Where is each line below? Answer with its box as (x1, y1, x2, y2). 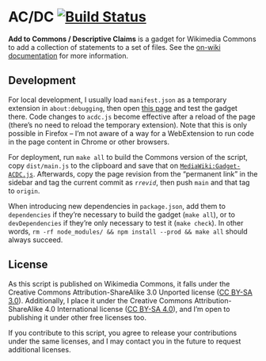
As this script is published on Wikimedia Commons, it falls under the (8, 279, 230, 288)
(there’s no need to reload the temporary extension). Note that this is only (8, 120, 248, 130)
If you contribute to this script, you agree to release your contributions (8, 328, 237, 337)
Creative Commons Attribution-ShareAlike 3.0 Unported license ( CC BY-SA (8, 287, 253, 297)
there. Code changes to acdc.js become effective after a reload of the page (8, 112, 256, 121)
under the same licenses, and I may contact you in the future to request (8, 336, 241, 346)
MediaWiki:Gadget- (180, 162, 241, 170)
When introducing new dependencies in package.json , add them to (8, 201, 226, 211)
